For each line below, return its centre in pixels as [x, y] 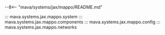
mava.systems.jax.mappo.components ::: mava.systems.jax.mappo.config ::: [82, 22]
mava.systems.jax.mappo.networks [41, 27]
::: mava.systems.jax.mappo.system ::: [44, 17]
